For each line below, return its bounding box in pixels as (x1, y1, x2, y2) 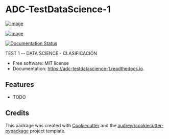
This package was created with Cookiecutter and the (5, 122, 117, 128)
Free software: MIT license (12, 60, 69, 66)
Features (5, 80, 34, 89)
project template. (30, 128, 66, 134)
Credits (5, 109, 30, 118)
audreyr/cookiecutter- (117, 122, 164, 128)
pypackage (5, 128, 29, 134)
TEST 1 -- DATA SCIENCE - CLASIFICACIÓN (5, 50, 98, 56)
